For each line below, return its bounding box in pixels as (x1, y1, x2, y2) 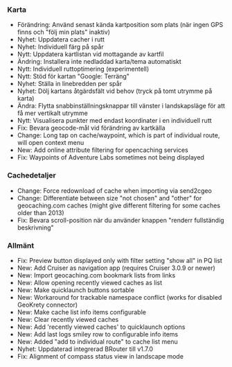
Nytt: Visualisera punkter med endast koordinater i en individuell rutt (17, 117, 213, 125)
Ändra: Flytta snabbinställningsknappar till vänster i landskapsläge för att (17, 102, 225, 110)
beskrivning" (17, 223, 54, 232)
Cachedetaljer (7, 171, 57, 180)
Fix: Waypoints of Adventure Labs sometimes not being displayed (17, 153, 204, 162)
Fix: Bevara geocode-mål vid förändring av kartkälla (17, 123, 166, 133)
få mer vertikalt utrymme (17, 109, 88, 117)
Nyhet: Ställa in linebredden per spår (17, 80, 123, 88)
